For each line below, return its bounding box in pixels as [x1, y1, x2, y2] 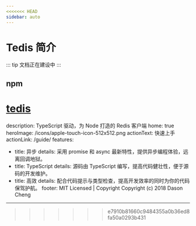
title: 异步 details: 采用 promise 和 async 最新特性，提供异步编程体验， [14, 148, 184, 155]
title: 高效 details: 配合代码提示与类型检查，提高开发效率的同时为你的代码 [14, 177, 190, 184]
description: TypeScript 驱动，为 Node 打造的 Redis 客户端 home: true [6, 122, 174, 129]
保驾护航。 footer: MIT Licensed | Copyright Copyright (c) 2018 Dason [14, 185, 183, 192]
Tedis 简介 [6, 41, 57, 54]
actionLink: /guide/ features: [6, 135, 74, 143]
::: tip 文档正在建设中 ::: [6, 61, 61, 68]
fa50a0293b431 [107, 214, 146, 221]
